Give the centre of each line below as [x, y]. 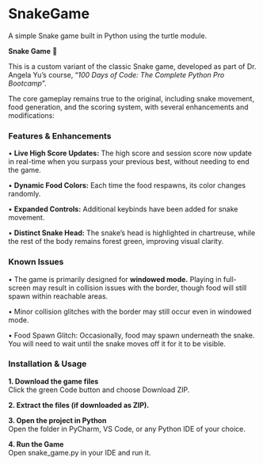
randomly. [25, 194]
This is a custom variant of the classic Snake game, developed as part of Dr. [132, 66]
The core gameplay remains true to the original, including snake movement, [131, 98]
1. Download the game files [53, 381]
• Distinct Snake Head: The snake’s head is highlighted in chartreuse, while [132, 233]
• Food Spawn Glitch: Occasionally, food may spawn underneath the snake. [131, 335]
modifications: [32, 115]
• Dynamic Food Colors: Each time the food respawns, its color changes [127, 185]
